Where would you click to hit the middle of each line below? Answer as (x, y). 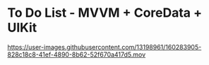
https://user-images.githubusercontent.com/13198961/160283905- (104, 47)
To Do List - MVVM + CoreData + (105, 13)
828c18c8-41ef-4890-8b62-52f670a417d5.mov (77, 55)
